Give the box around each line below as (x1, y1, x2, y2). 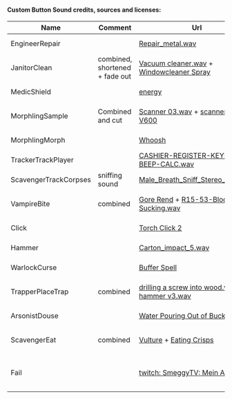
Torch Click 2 (139, 223, 182, 233)
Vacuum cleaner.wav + (139, 59, 213, 68)
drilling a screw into (139, 283, 202, 292)
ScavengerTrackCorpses (10, 175, 91, 185)
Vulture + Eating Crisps (139, 335, 214, 345)
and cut (97, 116, 123, 125)
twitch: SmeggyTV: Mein (139, 368, 219, 378)
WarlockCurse (10, 263, 57, 272)
